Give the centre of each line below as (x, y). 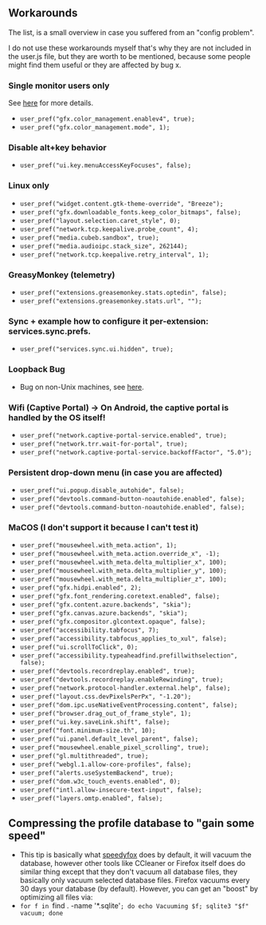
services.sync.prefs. (50, 331)
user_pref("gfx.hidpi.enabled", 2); (80, 588)
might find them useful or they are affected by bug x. (95, 65)
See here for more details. (51, 103)
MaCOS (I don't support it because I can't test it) (104, 528)
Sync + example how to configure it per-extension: (108, 321)
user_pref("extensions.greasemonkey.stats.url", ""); (111, 301)
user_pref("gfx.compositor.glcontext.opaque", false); (113, 622)
